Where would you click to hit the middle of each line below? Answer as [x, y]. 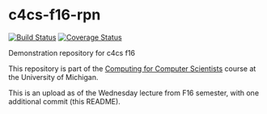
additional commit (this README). [65, 101]
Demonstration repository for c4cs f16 [72, 53]
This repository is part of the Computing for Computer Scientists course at [132, 68]
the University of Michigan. [53, 77]
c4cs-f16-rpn [55, 15]
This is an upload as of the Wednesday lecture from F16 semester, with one [134, 93]
